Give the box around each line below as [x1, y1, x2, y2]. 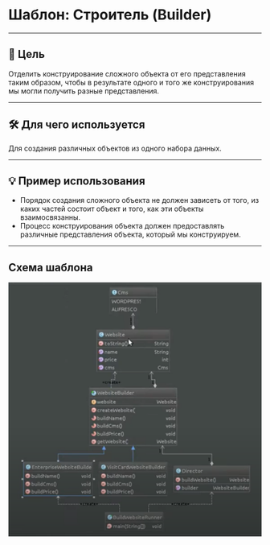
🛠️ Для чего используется [8, 118, 145, 132]
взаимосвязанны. [19, 213, 81, 222]
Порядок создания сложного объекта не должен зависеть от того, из [19, 196, 260, 205]
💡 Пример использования [8, 174, 146, 188]
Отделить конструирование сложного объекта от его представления [8, 68, 247, 78]
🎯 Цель [8, 47, 46, 61]
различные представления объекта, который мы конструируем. [19, 229, 241, 239]
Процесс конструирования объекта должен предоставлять [19, 221, 225, 231]
